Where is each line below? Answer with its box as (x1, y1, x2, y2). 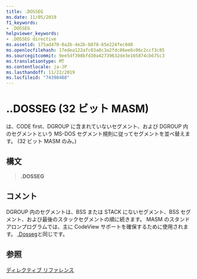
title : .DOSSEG (6, 8, 44, 15)
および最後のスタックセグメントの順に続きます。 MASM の (26, 216, 170, 223)
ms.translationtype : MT (6, 58, 65, 64)
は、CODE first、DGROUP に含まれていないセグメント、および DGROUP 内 (6, 123, 189, 130)
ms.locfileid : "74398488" (6, 75, 70, 81)
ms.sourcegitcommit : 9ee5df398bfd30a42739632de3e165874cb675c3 (6, 53, 165, 59)
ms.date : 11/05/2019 (6, 14, 57, 20)
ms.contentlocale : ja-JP (6, 63, 67, 70)
